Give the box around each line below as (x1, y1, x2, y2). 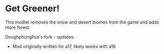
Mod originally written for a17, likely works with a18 (12, 43, 116, 49)
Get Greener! (5, 3, 60, 14)
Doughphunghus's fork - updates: (5, 34, 75, 40)
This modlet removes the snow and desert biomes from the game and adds (5, 19, 159, 25)
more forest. (5, 24, 31, 30)
